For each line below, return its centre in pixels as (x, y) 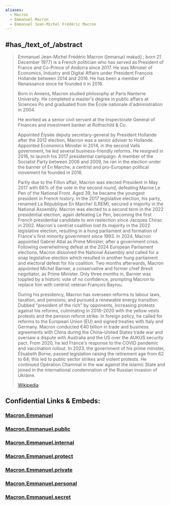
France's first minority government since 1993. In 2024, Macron (84, 236)
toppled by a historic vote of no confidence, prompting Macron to (86, 279)
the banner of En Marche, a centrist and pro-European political (83, 167)
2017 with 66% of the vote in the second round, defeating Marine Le (89, 188)
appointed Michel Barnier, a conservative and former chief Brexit (85, 269)
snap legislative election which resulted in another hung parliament (88, 258)
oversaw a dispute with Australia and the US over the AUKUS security (91, 338)
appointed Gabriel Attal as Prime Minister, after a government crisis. (88, 242)
